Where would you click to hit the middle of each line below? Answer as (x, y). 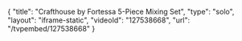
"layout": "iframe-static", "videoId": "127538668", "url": (99, 20)
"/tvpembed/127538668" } (51, 29)
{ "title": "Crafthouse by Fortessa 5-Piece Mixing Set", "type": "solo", (121, 12)
